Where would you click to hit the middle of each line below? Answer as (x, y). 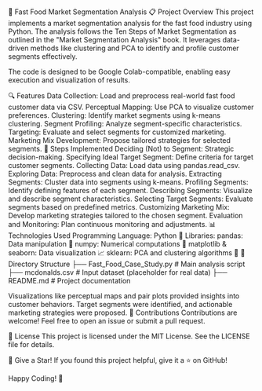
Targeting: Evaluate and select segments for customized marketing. (117, 132)
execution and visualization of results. (69, 80)
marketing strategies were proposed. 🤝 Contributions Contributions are (123, 312)
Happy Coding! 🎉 (36, 378)
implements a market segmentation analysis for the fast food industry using (130, 23)
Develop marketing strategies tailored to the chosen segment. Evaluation (126, 216)
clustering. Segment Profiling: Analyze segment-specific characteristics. (125, 124)
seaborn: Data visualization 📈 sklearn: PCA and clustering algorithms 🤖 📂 (127, 253)
